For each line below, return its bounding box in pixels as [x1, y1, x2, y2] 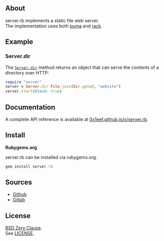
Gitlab [12, 197, 25, 203]
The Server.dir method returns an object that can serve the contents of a [5, 64, 159, 70]
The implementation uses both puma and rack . [5, 23, 103, 29]
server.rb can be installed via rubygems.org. [5, 154, 98, 160]
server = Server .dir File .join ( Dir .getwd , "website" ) [5, 84, 121, 89]
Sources [5, 178, 32, 187]
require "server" [5, 79, 42, 85]
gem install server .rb [5, 164, 53, 169]
